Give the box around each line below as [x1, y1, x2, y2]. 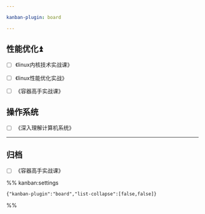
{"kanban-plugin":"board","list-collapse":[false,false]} [6, 191, 157, 197]
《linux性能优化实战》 [15, 74, 68, 81]
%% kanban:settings [6, 179, 59, 186]
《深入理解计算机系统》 [15, 124, 74, 131]
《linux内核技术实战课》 [15, 61, 73, 68]
